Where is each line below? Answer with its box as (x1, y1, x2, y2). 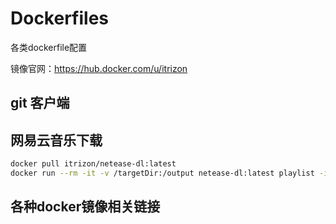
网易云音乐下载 (10, 132, 103, 149)
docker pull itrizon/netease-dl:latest (10, 159, 177, 169)
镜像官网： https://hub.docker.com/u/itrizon (10, 62, 188, 74)
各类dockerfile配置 (10, 41, 88, 53)
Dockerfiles (10, 7, 110, 30)
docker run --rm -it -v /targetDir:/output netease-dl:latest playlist (10, 168, 315, 179)
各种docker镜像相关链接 (10, 198, 161, 216)
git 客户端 (10, 95, 70, 112)
